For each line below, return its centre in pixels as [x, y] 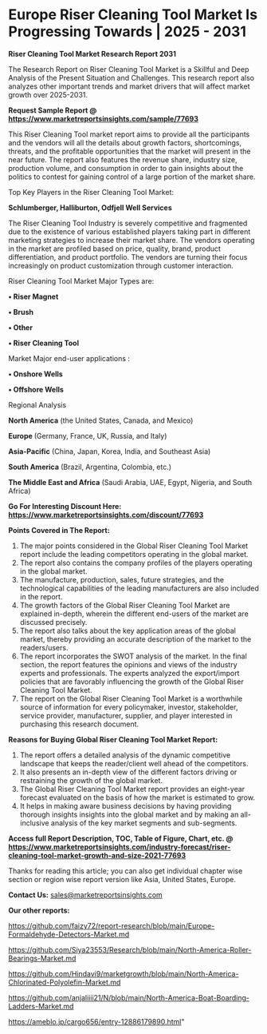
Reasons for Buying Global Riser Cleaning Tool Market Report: [113, 739]
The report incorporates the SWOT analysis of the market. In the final [133, 656]
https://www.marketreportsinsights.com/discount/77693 [106, 515]
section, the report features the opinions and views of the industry [128, 664]
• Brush [21, 312]
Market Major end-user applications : [69, 358]
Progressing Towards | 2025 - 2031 [128, 32]
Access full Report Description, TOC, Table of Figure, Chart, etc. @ [121, 838]
